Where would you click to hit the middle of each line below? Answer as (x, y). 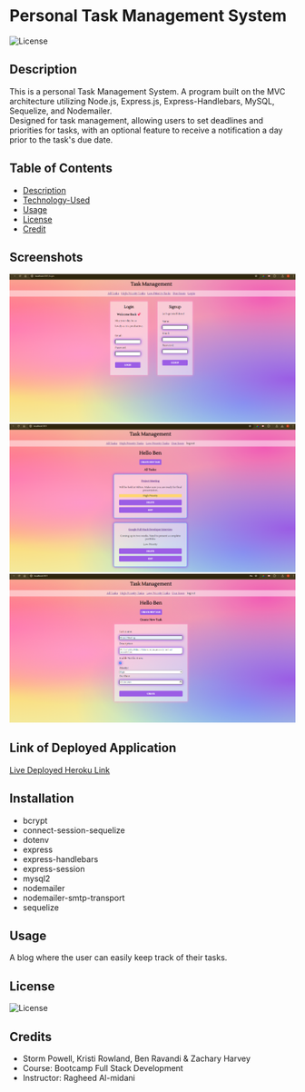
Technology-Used (56, 200)
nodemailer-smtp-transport (74, 898)
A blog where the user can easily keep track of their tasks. (118, 958)
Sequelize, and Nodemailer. (61, 111)
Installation (42, 799)
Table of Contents (61, 169)
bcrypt (35, 820)
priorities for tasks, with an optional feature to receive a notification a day (146, 130)
